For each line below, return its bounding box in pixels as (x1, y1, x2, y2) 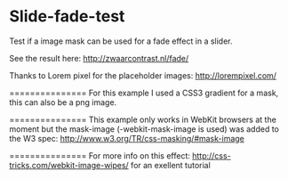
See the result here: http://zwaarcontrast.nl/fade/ (9, 53, 189, 63)
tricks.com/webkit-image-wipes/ (9, 159, 129, 170)
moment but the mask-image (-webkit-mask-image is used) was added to (9, 123, 280, 134)
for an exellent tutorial (130, 159, 211, 170)
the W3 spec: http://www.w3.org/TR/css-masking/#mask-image (9, 133, 244, 143)
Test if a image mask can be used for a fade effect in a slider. (9, 36, 233, 46)
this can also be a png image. (9, 96, 117, 108)
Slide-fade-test (9, 6, 125, 27)
